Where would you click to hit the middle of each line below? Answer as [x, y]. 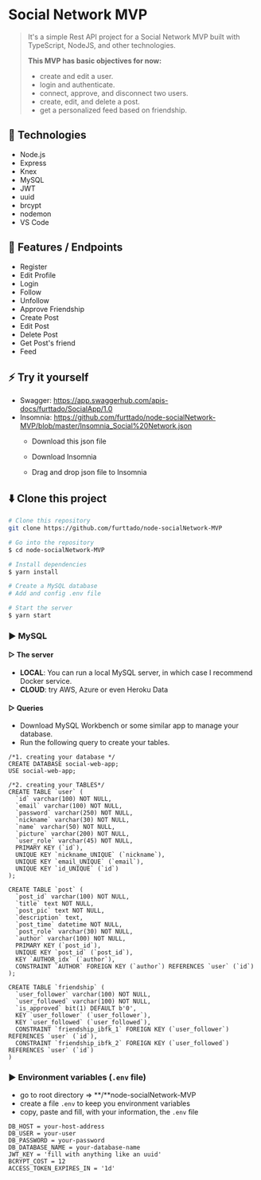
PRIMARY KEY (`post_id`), [58, 946]
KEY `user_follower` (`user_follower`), [83, 1016]
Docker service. [46, 681]
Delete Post [39, 334]
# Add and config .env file [55, 594]
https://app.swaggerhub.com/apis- [111, 401]
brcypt [31, 205]
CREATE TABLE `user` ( [46, 792]
